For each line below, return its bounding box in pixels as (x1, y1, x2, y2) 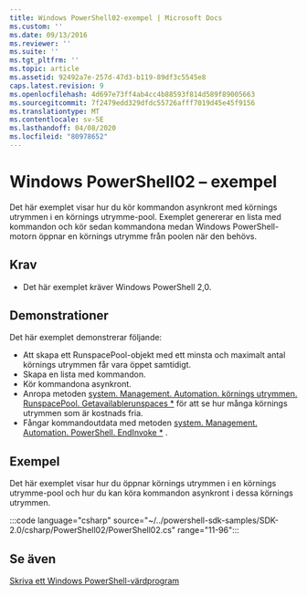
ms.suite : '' (9, 47, 59, 57)
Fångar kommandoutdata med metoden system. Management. (22, 417, 258, 429)
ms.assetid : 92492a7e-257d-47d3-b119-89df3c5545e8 (9, 73, 206, 82)
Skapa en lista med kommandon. (22, 369, 146, 380)
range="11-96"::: (177, 525, 239, 536)
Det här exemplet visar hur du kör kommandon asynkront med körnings (9, 202, 278, 213)
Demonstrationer (9, 308, 110, 324)
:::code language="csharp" (9, 515, 111, 526)
